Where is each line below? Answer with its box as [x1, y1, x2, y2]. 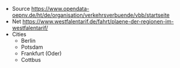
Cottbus [20, 57, 41, 63]
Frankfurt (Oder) [20, 50, 62, 57]
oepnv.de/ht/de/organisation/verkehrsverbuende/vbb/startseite [11, 11, 170, 19]
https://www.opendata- [31, 5, 90, 12]
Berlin [20, 37, 36, 44]
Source [11, 5, 30, 12]
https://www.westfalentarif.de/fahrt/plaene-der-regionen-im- [22, 18, 174, 25]
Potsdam [20, 43, 43, 51]
